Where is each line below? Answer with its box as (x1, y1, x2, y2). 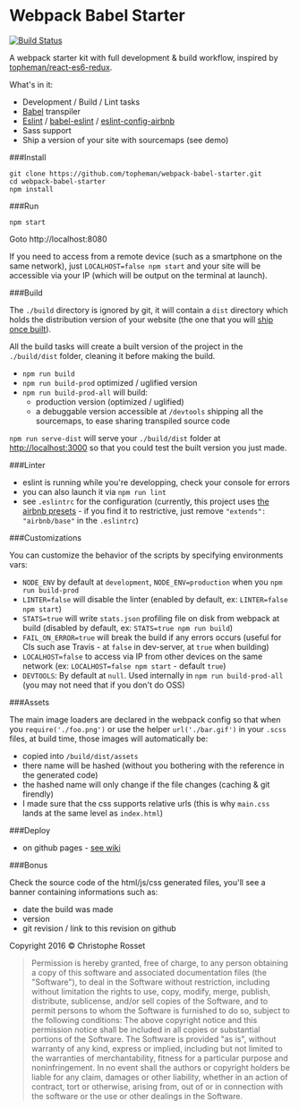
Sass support (21, 124, 72, 135)
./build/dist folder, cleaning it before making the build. (9, 350, 216, 361)
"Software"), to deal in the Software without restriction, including (30, 977, 270, 987)
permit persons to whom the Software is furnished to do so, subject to (30, 1004, 291, 1016)
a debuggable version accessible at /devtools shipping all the (35, 406, 264, 416)
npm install (9, 184, 54, 193)
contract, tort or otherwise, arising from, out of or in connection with (30, 1080, 284, 1092)
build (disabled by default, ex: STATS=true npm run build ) (21, 622, 234, 633)
